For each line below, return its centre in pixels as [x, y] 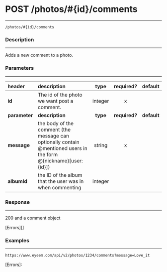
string [101, 145]
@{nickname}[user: [60, 160]
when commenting [60, 187]
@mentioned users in [63, 148]
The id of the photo [60, 95]
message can [54, 136]
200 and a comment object [33, 218]
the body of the [56, 123]
